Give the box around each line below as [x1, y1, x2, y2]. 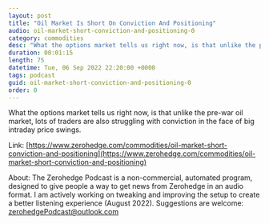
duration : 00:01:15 [8, 49, 74, 57]
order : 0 [8, 86, 38, 94]
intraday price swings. [8, 125, 82, 134]
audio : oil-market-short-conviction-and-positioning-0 [8, 26, 195, 34]
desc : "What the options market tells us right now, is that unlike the [8, 42, 256, 50]
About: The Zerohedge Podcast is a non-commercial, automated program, [8, 173, 253, 182]
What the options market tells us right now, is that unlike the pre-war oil [8, 108, 243, 118]
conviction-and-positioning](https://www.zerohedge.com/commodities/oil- [8, 149, 256, 158]
